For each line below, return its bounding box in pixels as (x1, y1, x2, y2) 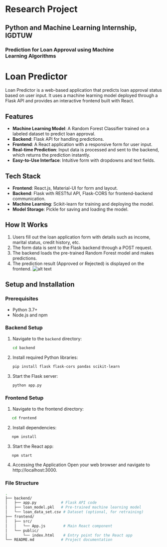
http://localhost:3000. (12, 467, 57, 473)
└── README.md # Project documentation (5, 538, 113, 543)
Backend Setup (5, 324, 43, 331)
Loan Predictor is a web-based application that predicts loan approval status (5, 87, 162, 93)
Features (5, 112, 33, 121)
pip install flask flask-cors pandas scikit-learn (12, 364, 120, 369)
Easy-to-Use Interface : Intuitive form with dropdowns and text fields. (12, 157, 156, 163)
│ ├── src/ (5, 519, 32, 524)
